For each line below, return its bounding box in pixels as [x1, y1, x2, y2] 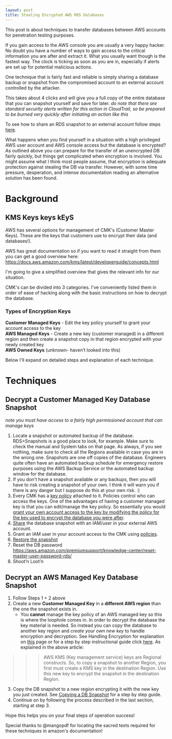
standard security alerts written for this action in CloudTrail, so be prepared [5, 105, 165, 112]
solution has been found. [5, 174, 58, 181]
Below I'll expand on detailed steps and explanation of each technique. [5, 357, 155, 363]
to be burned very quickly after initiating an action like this [5, 111, 129, 117]
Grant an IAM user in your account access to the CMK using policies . [12, 531, 158, 537]
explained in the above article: [20, 644, 84, 650]
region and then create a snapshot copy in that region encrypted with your [5, 336, 162, 342]
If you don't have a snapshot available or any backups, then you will [12, 476, 156, 482]
